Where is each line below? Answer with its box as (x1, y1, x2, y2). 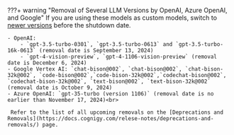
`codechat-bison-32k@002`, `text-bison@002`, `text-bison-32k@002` (7, 78, 211, 85)
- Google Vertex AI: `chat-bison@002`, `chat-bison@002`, (7, 66, 182, 73)
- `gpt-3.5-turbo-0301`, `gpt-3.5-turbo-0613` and (20, 41, 173, 48)
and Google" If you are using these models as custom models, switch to (7, 13, 218, 22)
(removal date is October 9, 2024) (7, 84, 113, 91)
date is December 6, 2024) (7, 59, 87, 66)
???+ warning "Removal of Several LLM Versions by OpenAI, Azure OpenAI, (7, 6, 228, 14)
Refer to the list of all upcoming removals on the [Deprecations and (10, 109, 223, 116)
